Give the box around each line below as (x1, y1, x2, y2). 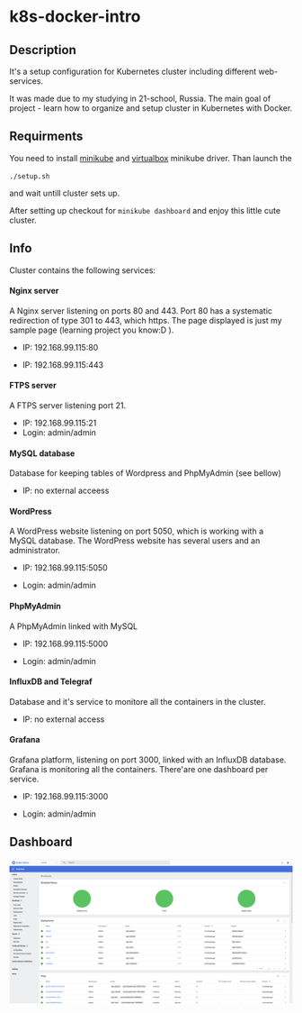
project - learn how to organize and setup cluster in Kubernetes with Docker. (9, 103, 293, 114)
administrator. (9, 545, 61, 556)
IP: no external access (22, 714, 105, 725)
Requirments (9, 129, 84, 144)
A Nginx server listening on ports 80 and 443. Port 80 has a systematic (9, 305, 272, 316)
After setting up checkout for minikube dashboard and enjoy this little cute (9, 205, 281, 215)
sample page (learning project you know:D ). (9, 324, 174, 335)
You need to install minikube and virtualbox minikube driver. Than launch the (9, 152, 292, 163)
